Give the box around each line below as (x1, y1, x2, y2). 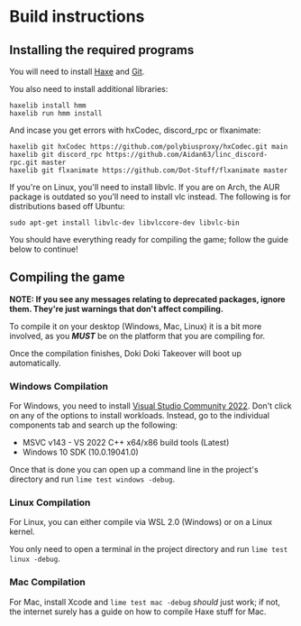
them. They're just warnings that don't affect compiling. (9, 303, 223, 314)
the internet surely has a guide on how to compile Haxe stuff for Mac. (9, 606, 267, 617)
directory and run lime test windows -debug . (9, 474, 176, 484)
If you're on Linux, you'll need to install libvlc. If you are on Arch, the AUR (9, 182, 280, 192)
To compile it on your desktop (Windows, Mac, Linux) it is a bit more (9, 320, 262, 331)
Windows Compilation (9, 380, 109, 392)
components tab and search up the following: (9, 419, 178, 430)
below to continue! (9, 244, 78, 254)
